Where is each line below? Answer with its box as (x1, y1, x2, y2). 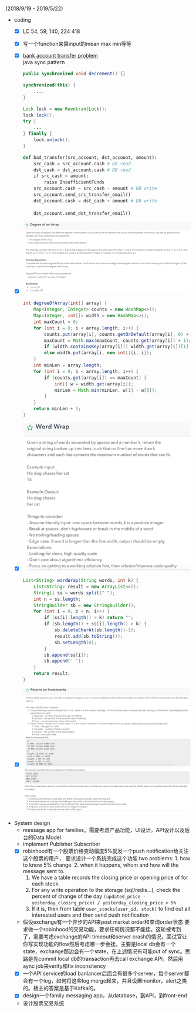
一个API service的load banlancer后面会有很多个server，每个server (22, 970, 184, 977)
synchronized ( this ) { (22, 82, 76, 88)
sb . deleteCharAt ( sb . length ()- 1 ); (54, 627, 136, 633)
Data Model (33, 834, 62, 841)
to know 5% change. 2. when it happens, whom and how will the (22, 861, 179, 868)
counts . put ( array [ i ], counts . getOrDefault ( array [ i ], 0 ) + (43, 331, 189, 337)
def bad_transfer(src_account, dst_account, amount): (22, 154, 157, 161)
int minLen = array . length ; (33, 362, 102, 368)
